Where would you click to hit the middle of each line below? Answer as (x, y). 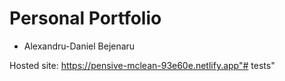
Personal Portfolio (85, 18)
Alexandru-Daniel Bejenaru (79, 46)
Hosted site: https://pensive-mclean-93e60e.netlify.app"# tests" (142, 65)
